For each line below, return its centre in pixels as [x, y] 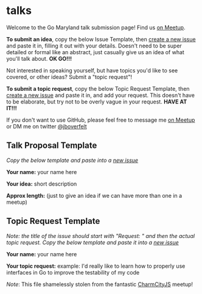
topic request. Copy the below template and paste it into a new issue [93, 242]
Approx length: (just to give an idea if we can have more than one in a [94, 195]
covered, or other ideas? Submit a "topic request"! [69, 77]
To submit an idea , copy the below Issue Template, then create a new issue [101, 39]
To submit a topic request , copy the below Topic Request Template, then [98, 88]
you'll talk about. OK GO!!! [39, 58]
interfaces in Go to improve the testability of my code [73, 272]
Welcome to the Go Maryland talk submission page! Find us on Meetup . [96, 27]
